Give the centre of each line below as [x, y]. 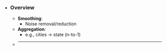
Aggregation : [32, 29]
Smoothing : [30, 19]
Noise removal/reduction [51, 24]
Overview [22, 8]
